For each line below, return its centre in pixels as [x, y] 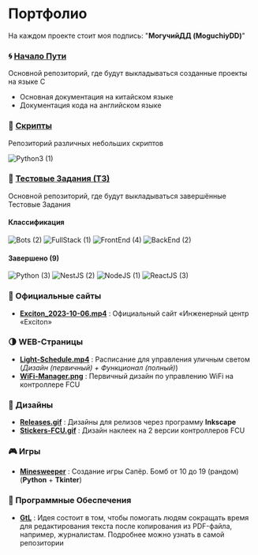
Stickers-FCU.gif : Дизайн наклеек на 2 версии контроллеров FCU [132, 430]
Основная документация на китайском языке [96, 97]
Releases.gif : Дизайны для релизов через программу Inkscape [128, 422]
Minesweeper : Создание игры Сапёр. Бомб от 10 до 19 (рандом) [129, 471]
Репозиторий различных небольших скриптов [86, 143]
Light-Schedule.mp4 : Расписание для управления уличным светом [135, 359]
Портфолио [48, 14]
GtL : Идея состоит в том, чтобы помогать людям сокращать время [134, 517]
